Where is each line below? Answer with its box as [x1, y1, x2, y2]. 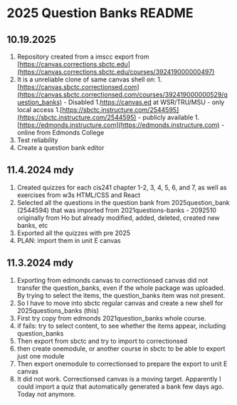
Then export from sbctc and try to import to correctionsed [16, 336, 188, 345]
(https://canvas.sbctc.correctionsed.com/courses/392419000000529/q [16, 91, 228, 99]
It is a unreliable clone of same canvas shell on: [16, 75, 156, 84]
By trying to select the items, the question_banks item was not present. [16, 291, 226, 299]
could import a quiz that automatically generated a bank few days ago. [16, 382, 224, 391]
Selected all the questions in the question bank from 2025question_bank [16, 198, 230, 206]
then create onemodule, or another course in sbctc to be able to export [16, 344, 226, 353]
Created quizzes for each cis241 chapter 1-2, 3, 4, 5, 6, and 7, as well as [16, 183, 227, 191]
